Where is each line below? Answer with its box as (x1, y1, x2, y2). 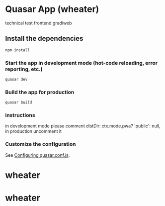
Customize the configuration (5, 141, 76, 148)
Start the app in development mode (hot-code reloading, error (5, 59, 158, 66)
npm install (5, 47, 30, 53)
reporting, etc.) (5, 66, 43, 73)
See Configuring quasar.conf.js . (5, 152, 70, 158)
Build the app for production (5, 89, 75, 96)
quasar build (5, 100, 32, 105)
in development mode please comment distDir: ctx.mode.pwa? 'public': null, (5, 123, 161, 129)
